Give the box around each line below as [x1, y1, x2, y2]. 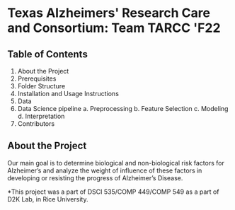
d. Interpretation [17, 112, 65, 120]
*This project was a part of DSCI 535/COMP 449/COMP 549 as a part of [7, 187, 219, 196]
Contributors [17, 119, 55, 128]
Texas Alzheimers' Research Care [7, 5, 211, 21]
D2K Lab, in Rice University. [7, 194, 88, 203]
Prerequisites [17, 74, 57, 83]
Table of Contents [7, 48, 88, 60]
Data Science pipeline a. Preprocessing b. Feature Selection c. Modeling [17, 105, 229, 112]
